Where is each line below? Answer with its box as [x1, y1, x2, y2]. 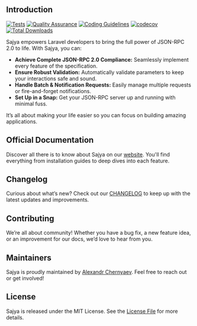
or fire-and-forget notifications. [14, 87, 92, 94]
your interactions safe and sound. [14, 75, 97, 82]
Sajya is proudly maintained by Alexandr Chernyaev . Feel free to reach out [6, 269, 188, 276]
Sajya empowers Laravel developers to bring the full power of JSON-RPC [6, 38, 185, 45]
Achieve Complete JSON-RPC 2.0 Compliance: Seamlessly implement [14, 56, 189, 63]
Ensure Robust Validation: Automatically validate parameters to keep [14, 68, 185, 76]
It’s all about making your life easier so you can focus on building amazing [6, 111, 186, 119]
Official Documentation [6, 135, 94, 145]
